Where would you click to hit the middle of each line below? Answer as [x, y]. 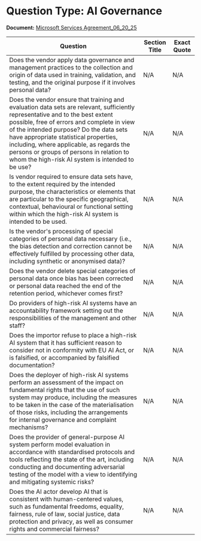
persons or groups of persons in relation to [69, 152]
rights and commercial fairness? [54, 529]
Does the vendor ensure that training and [67, 99]
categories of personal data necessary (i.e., [70, 239]
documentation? [32, 365]
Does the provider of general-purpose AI [67, 437]
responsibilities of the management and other [73, 318]
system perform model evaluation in [60, 444]
